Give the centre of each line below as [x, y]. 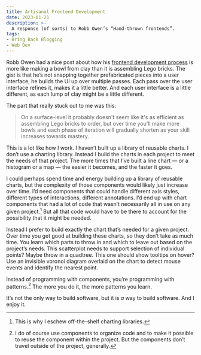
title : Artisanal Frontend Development [56, 12]
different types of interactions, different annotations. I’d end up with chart [97, 198]
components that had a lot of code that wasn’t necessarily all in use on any [98, 204]
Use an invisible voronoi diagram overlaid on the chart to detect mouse [94, 261]
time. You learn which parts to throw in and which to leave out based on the [99, 242]
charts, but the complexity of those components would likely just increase [97, 185]
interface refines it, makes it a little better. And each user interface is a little [99, 87]
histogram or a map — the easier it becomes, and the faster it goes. [89, 167]
